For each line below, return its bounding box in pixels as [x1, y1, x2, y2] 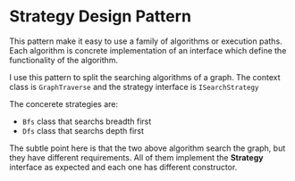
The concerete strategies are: [9, 98, 119, 109]
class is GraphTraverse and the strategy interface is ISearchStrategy [9, 81, 259, 92]
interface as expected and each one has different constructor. [9, 161, 238, 172]
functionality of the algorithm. [9, 54, 119, 65]
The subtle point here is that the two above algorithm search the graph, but [9, 143, 286, 153]
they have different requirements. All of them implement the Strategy [9, 152, 264, 162]
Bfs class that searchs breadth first [21, 116, 152, 127]
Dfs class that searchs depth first [21, 125, 145, 136]
